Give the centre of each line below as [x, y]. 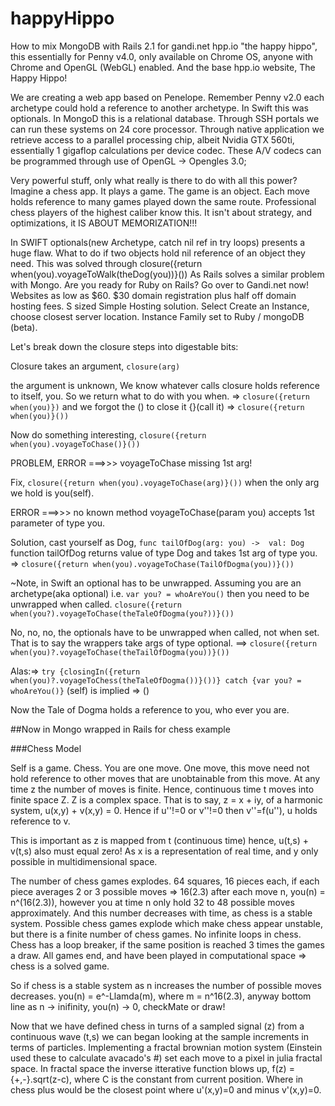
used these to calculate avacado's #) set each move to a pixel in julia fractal [166, 1058]
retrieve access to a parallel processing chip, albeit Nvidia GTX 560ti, [152, 139]
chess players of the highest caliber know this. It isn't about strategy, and [161, 212]
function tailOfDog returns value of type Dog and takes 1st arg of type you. [164, 553]
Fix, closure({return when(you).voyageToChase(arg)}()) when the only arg [165, 482]
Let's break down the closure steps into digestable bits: [124, 346]
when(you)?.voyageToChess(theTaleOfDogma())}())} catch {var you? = [156, 680]
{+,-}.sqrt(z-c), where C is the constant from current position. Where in [157, 1079]
